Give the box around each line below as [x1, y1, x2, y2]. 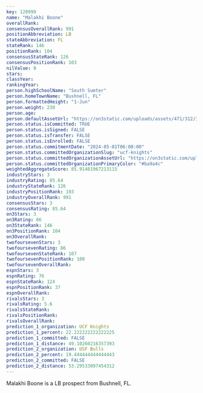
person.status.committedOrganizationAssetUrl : [6, 155, 126, 161]
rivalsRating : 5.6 [6, 301, 53, 307]
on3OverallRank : [6, 233, 47, 239]
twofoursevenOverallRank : [6, 262, 71, 268]
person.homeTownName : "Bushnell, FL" [6, 93, 101, 99]
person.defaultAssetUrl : [6, 115, 69, 122]
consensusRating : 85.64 [6, 206, 66, 212]
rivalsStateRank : [6, 307, 50, 313]
